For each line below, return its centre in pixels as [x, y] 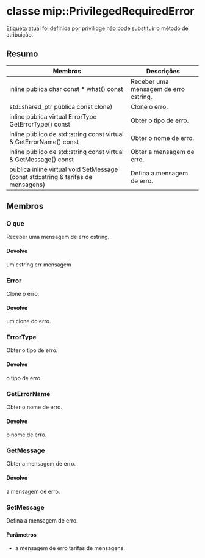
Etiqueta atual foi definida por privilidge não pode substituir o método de [97, 28]
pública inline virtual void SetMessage [64, 169]
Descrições [163, 71]
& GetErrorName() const [44, 142]
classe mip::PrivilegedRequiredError [100, 11]
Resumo [22, 54]
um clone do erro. [29, 321]
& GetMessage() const [42, 159]
